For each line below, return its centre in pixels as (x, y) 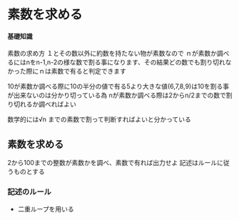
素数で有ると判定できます (88, 71)
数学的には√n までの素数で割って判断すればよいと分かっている (99, 119)
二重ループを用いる (46, 209)
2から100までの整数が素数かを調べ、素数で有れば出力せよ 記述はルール (112, 163)
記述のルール (30, 192)
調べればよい (57, 104)
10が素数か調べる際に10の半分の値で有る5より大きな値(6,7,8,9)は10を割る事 (118, 86)
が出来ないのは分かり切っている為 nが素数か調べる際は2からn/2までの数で (117, 95)
